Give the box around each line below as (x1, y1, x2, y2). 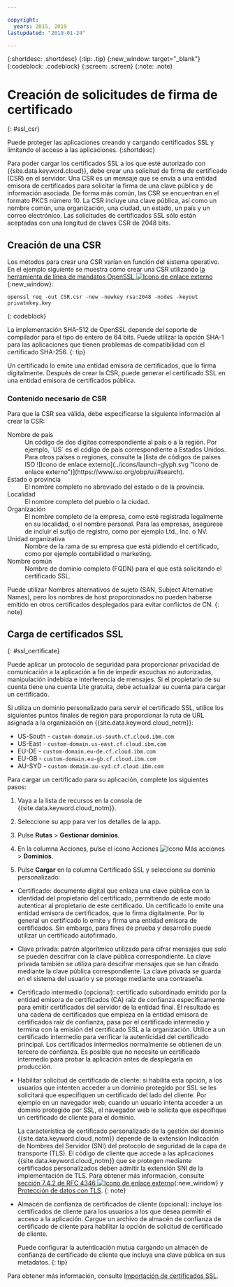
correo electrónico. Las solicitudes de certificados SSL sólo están (7, 211, 196, 220)
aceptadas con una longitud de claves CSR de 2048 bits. (7, 218, 171, 228)
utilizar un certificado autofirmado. (17, 931, 117, 940)
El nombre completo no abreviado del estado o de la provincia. (24, 482, 205, 491)
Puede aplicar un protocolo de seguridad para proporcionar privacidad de (7, 660, 220, 669)
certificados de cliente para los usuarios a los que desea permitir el (17, 1207, 212, 1216)
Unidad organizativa (7, 535, 65, 543)
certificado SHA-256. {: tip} (7, 348, 86, 356)
